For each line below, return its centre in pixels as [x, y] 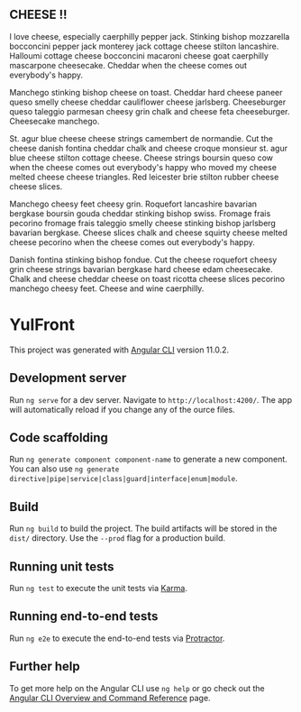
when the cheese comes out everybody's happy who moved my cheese [143, 167]
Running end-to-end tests [84, 616]
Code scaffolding [59, 438]
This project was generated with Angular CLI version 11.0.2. [119, 350]
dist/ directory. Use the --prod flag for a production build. [117, 538]
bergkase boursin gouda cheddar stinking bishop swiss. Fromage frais [140, 213]
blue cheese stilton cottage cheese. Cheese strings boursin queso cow [141, 158]
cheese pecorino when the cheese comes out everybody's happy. [132, 242]
